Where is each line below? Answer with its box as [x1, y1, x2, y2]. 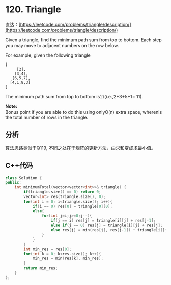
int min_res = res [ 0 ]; [23, 247, 72, 252]
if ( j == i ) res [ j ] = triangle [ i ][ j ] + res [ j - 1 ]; [50, 218, 156, 223]
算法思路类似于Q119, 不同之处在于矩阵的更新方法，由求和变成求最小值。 [5, 145, 156, 151]
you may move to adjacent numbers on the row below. [5, 42, 119, 48]
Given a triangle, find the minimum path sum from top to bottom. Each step [5, 37, 162, 43]
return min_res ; [23, 266, 58, 271]
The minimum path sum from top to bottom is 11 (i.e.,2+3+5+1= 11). [5, 93, 144, 99]
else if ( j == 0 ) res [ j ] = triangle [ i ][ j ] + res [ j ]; [50, 223, 163, 228]
